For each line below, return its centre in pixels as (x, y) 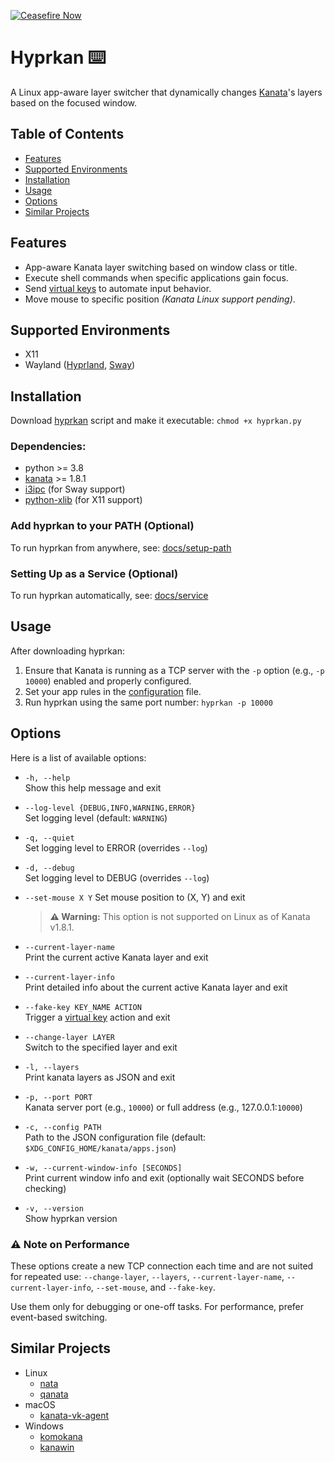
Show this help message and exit (93, 787)
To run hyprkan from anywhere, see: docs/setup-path (121, 547)
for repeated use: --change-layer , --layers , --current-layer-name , (147, 1276)
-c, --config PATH (63, 1127)
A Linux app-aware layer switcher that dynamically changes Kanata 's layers (166, 92)
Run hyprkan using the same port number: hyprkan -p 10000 (148, 702)
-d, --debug (49, 868)
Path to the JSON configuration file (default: (115, 1137)
